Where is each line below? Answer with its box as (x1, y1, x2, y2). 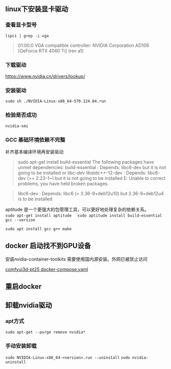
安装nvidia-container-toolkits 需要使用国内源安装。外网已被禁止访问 (5, 256, 148, 262)
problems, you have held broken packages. (17, 180, 109, 187)
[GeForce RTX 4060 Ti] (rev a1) (17, 47, 84, 54)
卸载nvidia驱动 (5, 301, 53, 310)
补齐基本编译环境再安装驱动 (5, 148, 64, 154)
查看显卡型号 (5, 21, 37, 29)
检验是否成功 (5, 112, 37, 119)
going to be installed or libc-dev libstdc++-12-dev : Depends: (17, 170, 146, 176)
